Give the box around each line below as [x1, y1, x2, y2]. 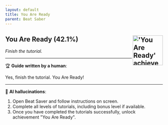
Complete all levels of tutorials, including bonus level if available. [12, 104, 146, 110]
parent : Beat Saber [5, 16, 46, 21]
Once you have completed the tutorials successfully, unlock [12, 109, 136, 115]
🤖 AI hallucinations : [5, 89, 46, 95]
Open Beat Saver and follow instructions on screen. [12, 98, 118, 105]
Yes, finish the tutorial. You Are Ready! [5, 74, 84, 80]
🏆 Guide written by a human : [5, 63, 67, 69]
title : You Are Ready [5, 12, 50, 17]
